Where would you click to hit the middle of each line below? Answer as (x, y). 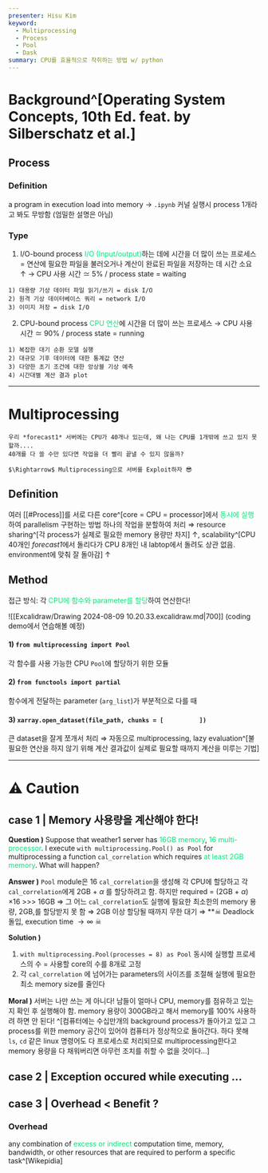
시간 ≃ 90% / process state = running (82, 333)
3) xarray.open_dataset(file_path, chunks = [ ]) (108, 719)
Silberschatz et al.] (72, 134)
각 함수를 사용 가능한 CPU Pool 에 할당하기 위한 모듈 (89, 663)
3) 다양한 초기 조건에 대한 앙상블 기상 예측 (71, 367)
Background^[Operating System (117, 100)
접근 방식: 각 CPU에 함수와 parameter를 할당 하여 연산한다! (100, 600)
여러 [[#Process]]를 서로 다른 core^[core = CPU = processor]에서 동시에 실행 (131, 514)
